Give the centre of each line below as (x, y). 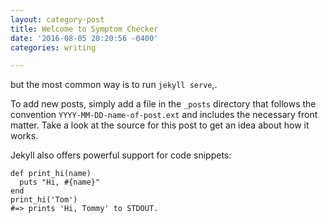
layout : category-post (57, 19)
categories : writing (53, 47)
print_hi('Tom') (44, 200)
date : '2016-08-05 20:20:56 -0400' (84, 38)
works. (24, 136)
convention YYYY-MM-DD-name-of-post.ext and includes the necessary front (164, 115)
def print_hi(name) (51, 174)
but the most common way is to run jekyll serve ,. (114, 85)
